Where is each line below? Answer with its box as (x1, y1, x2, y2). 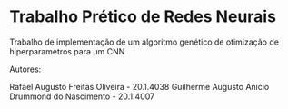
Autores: (9, 64, 42, 74)
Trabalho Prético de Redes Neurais (9, 6, 277, 27)
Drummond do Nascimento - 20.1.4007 (9, 91, 155, 102)
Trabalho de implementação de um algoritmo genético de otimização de (9, 36, 280, 47)
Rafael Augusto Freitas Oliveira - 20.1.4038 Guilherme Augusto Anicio (9, 81, 270, 92)
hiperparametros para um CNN (9, 45, 125, 56)
